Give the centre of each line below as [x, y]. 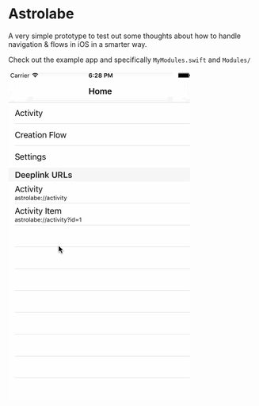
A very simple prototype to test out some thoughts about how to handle [125, 36]
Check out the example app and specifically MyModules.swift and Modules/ [129, 60]
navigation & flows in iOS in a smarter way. [78, 44]
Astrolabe [41, 14]
